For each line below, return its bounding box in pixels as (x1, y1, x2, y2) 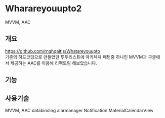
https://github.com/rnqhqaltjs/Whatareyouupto (5, 48, 100, 54)
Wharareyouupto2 (5, 3, 82, 14)
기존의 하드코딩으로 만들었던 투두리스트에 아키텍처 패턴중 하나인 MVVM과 (5, 54, 147, 59)
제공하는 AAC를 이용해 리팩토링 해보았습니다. (10, 60, 97, 66)
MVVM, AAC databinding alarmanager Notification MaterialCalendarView (5, 107, 154, 113)
